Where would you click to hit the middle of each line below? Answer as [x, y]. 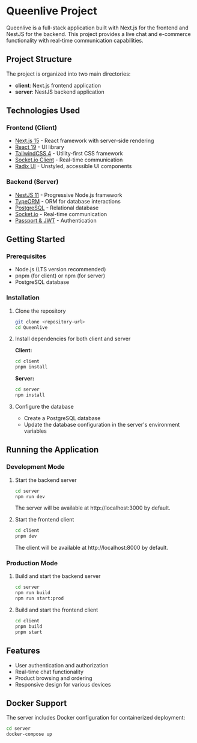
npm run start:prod [39, 598]
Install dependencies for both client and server [73, 339]
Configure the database [44, 406]
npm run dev [30, 496]
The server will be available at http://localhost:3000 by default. [93, 508]
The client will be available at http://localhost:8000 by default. [91, 548]
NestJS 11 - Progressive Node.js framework [68, 195]
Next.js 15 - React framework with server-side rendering [84, 141]
